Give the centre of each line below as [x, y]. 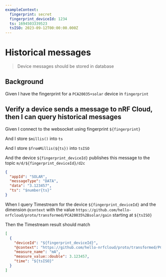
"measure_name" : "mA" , [37, 252]
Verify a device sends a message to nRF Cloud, [79, 109]
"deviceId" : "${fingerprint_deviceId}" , [56, 243]
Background [24, 82]
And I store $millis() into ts [34, 138]
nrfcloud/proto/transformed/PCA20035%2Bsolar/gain [58, 215]
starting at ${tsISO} [132, 215]
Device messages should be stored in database [65, 66]
